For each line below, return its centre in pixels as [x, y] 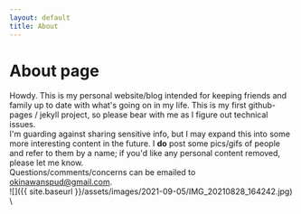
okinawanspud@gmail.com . [61, 182]
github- [262, 106]
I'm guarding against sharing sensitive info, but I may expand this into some [150, 134]
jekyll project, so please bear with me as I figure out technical [154, 115]
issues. [23, 125]
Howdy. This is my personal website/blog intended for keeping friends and [148, 96]
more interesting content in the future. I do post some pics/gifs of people [145, 144]
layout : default [40, 18]
